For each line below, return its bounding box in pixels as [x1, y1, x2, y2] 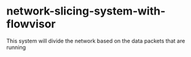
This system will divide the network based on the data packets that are [6, 37, 185, 44]
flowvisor [6, 17, 56, 31]
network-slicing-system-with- [6, 4, 166, 18]
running [6, 44, 26, 51]
